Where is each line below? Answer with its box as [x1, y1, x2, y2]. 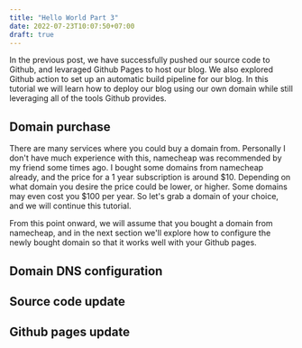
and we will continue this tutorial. [9, 200, 133, 212]
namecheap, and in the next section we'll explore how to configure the [9, 227, 271, 239]
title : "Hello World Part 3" [9, 13, 119, 23]
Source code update [9, 294, 126, 309]
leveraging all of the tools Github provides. [9, 93, 167, 104]
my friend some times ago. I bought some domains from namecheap [9, 162, 264, 173]
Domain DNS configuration [9, 263, 163, 279]
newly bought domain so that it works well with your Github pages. [9, 237, 257, 248]
